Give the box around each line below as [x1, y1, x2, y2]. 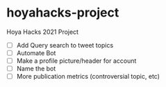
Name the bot [16, 64, 56, 73]
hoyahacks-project [6, 5, 119, 21]
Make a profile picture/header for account [16, 57, 137, 65]
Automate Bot [16, 49, 56, 57]
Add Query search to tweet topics [16, 41, 114, 49]
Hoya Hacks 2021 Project [6, 28, 79, 36]
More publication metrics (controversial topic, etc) [16, 72, 160, 81]
